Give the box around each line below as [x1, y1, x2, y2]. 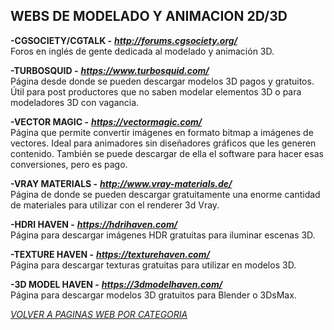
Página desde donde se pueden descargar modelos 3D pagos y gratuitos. [10, 75, 315, 87]
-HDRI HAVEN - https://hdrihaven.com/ [10, 218, 178, 230]
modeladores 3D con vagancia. [10, 96, 140, 108]
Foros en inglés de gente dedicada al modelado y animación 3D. [10, 45, 275, 57]
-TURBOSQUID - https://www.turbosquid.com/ [10, 64, 210, 76]
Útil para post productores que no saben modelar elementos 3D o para [10, 85, 302, 98]
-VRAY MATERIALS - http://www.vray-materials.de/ [10, 177, 233, 189]
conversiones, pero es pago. [10, 158, 128, 170]
